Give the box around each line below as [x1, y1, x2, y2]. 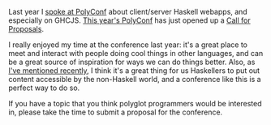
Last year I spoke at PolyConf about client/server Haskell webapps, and [8, 7, 247, 16]
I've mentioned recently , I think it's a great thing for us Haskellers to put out [8, 66, 260, 75]
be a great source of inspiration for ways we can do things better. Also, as [8, 57, 256, 67]
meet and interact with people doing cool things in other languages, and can [8, 49, 264, 58]
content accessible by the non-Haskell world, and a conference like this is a [8, 75, 261, 84]
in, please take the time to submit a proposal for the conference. [8, 107, 223, 117]
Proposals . [8, 24, 45, 33]
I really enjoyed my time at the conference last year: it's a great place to [8, 40, 247, 50]
